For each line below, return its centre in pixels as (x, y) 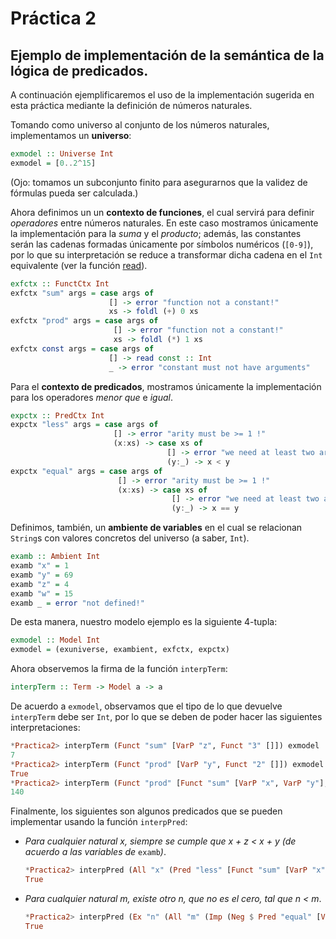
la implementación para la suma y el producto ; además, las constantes (156, 233)
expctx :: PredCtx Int (57, 415)
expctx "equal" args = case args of (86, 471)
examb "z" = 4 (40, 584)
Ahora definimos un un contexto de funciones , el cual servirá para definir (162, 212)
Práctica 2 (53, 18)
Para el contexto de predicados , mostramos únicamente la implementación (166, 386)
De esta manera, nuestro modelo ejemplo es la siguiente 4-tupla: (144, 622)
